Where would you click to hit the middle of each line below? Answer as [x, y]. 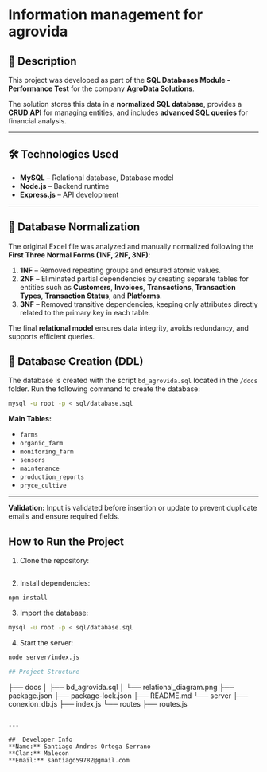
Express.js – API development [69, 194]
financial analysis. [38, 121]
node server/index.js [44, 657]
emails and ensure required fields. [64, 516]
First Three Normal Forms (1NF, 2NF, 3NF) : [79, 255]
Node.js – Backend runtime [64, 186]
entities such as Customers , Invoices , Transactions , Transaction [128, 287]
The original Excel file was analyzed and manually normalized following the [131, 246]
